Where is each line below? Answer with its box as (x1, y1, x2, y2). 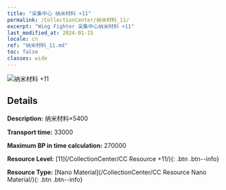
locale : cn (7, 36, 38, 43)
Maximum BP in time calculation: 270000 (7, 141, 127, 149)
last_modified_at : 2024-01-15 (7, 29, 94, 36)
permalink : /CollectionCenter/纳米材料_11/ (7, 17, 129, 23)
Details (7, 95, 38, 107)
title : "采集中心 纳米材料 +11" (7, 10, 91, 17)
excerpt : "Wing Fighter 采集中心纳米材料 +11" (7, 23, 135, 30)
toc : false (7, 49, 38, 56)
